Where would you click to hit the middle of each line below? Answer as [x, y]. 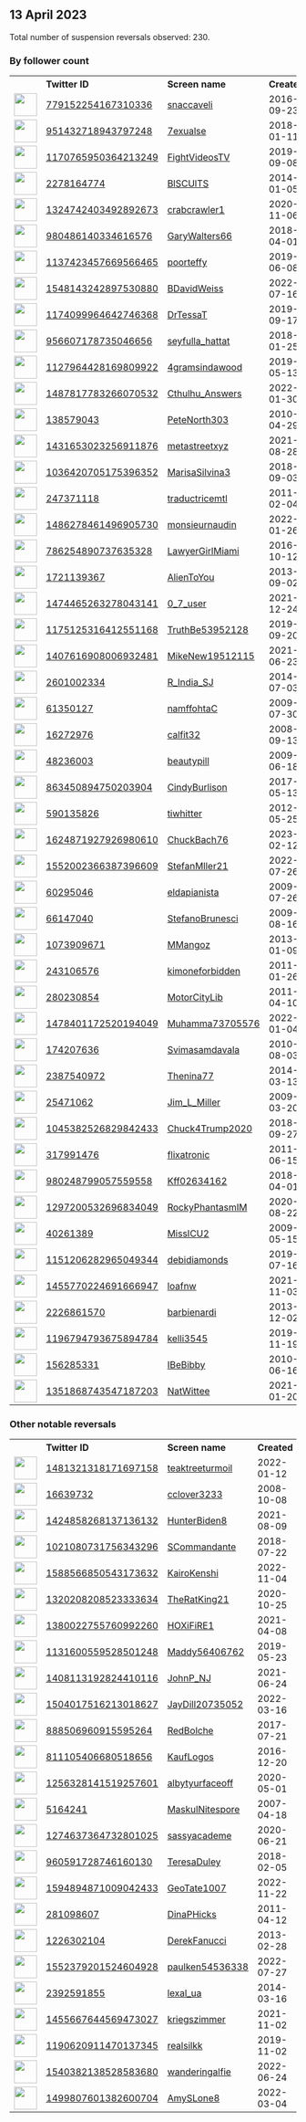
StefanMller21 [198, 867]
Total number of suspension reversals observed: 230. [110, 37]
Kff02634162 [197, 1182]
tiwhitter [185, 814]
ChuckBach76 [198, 840]
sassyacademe [199, 1836]
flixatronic [189, 1155]
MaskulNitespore [204, 1810]
